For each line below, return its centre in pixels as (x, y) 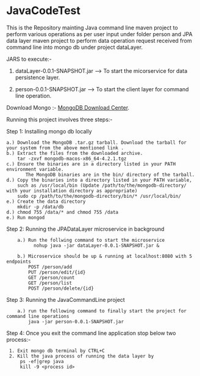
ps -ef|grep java (42, 361)
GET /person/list (50, 283)
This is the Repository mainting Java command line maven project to (92, 28)
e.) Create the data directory (46, 201)
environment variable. (35, 169)
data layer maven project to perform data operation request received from (99, 40)
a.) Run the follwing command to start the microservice (91, 240)
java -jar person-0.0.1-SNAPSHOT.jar (76, 321)
